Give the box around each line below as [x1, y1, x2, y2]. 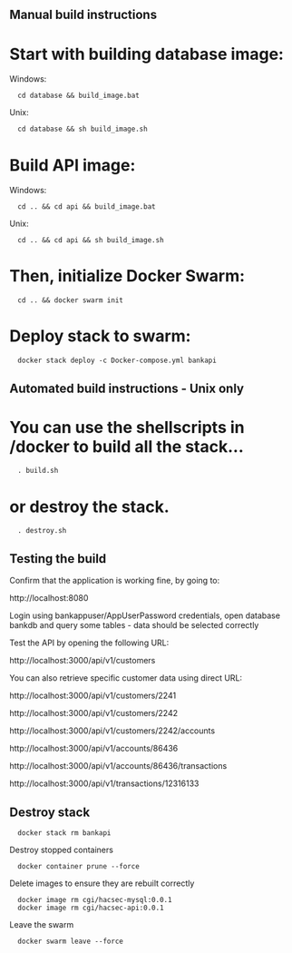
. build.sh [17, 467, 59, 476]
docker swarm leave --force [17, 937, 124, 947]
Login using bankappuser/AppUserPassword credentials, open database [9, 610, 281, 621]
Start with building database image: [9, 44, 284, 64]
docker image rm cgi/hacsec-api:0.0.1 [17, 903, 165, 913]
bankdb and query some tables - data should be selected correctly [9, 620, 259, 631]
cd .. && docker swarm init [17, 296, 124, 305]
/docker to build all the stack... [9, 436, 245, 457]
